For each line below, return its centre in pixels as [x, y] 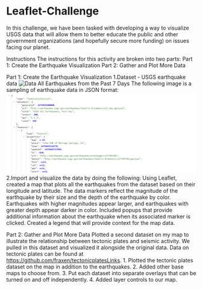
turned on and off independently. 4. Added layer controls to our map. [92, 279]
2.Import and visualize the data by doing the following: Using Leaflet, [92, 178]
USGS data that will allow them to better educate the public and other [92, 34]
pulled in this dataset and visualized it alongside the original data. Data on [98, 247]
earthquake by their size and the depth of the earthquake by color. [89, 197]
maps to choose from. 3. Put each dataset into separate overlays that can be [101, 273]
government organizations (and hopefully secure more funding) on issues [98, 41]
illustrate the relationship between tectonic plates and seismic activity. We [98, 241]
